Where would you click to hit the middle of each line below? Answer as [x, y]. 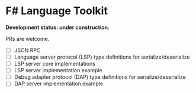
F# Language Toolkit [57, 11]
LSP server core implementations [55, 64]
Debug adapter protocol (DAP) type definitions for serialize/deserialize [100, 77]
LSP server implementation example [58, 70]
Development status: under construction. [58, 27]
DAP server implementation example [59, 84]
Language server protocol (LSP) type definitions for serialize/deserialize [102, 57]
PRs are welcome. [28, 39]
